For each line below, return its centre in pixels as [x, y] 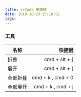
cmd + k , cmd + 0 [53, 77]
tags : [10, 18]
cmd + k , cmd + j [54, 86]
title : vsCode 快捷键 [26, 9]
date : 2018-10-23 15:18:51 [32, 14]
